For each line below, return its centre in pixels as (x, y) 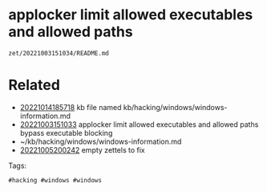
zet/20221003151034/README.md (59, 53)
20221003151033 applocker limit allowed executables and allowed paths (139, 124)
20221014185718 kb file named (71, 107)
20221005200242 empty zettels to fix (83, 149)
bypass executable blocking (66, 133)
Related (34, 85)
